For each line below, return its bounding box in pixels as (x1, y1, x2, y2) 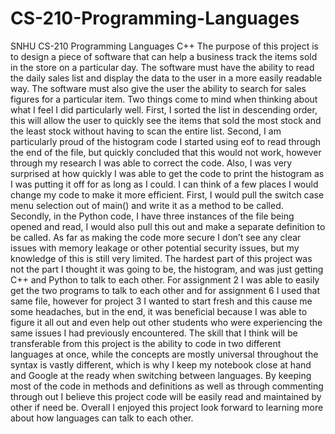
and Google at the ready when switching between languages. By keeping (10, 369, 312, 381)
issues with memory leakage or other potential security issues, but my (10, 242, 300, 254)
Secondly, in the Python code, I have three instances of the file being (10, 210, 295, 222)
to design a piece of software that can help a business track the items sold (10, 50, 318, 62)
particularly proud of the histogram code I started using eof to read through (10, 135, 322, 147)
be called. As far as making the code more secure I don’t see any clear (10, 231, 302, 243)
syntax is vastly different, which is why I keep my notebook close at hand (10, 358, 312, 371)
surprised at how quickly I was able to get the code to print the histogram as (10, 167, 325, 179)
